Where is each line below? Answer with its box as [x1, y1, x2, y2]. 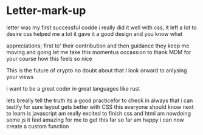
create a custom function [6, 122, 69, 130]
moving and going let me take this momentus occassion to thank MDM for [6, 48, 191, 55]
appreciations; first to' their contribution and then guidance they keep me [6, 42, 190, 49]
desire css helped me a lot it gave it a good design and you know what [6, 30, 183, 37]
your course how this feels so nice [6, 55, 92, 62]
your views [6, 73, 34, 80]
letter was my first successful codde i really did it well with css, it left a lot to [6, 24, 197, 31]
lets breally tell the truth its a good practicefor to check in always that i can [6, 97, 193, 104]
